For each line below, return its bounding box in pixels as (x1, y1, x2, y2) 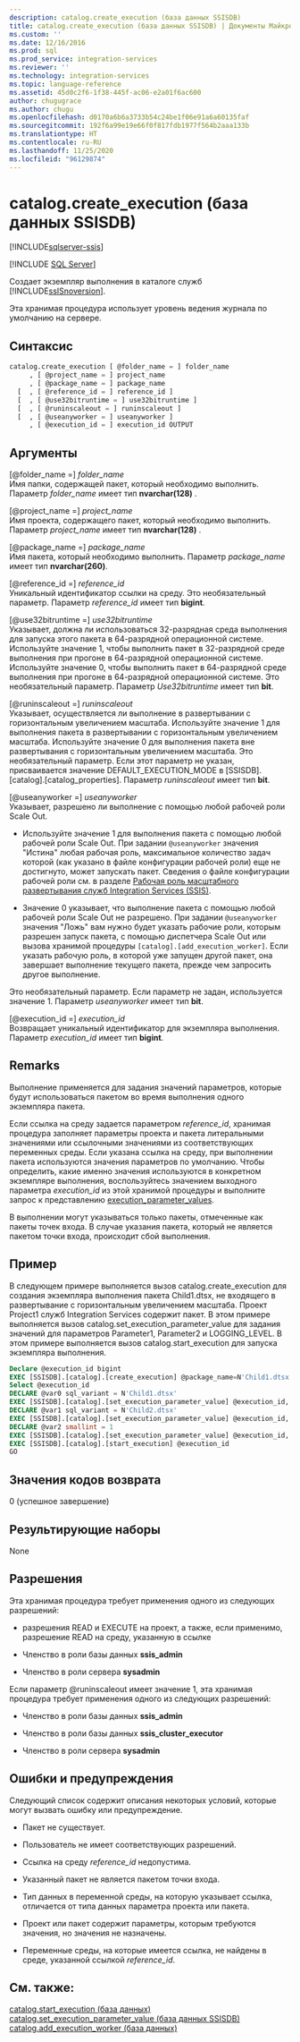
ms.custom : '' (9, 30, 62, 38)
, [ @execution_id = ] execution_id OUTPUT (29, 421, 194, 430)
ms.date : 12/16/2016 (9, 38, 87, 47)
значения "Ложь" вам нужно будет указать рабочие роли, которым (21, 922, 281, 932)
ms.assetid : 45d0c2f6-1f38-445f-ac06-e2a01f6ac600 (9, 88, 202, 97)
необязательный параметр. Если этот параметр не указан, (9, 755, 235, 766)
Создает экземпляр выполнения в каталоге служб (9, 277, 203, 287)
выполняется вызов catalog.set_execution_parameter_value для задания (9, 1318, 281, 1329)
